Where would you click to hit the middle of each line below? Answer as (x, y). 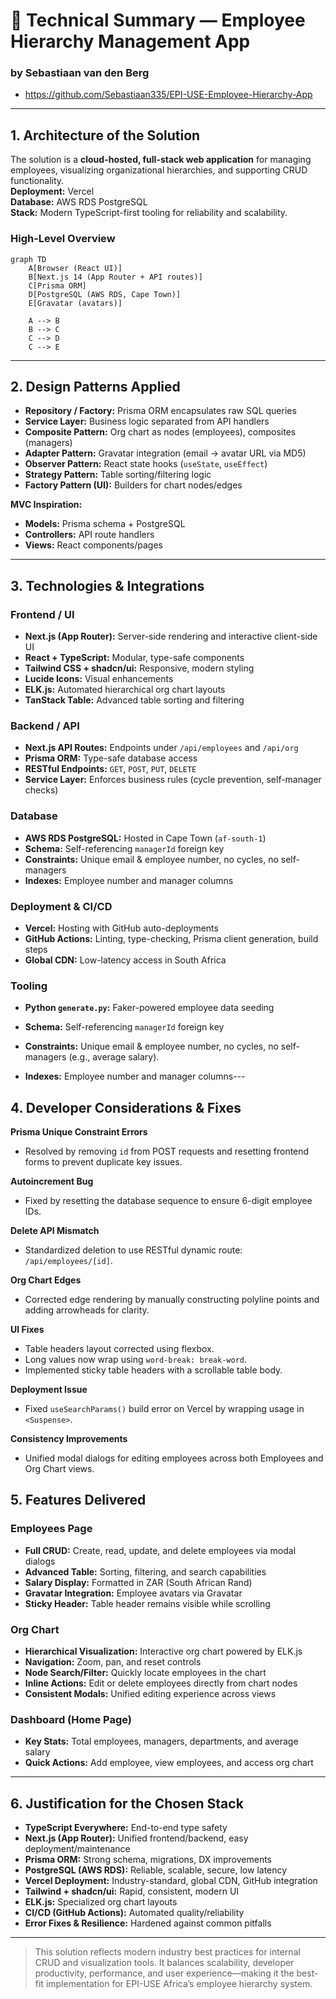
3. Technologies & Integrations (107, 585)
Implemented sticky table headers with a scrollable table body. (153, 1370)
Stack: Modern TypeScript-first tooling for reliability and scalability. (149, 213)
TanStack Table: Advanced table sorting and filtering (134, 700)
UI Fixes (27, 1330)
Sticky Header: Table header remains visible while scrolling (147, 1603)
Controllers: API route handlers (89, 535)
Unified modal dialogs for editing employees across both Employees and (174, 1458)
